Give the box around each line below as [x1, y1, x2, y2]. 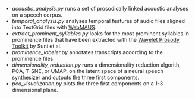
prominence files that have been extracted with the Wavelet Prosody [11, 37, 180, 43]
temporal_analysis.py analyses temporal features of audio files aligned [11, 18, 185, 24]
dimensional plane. [11, 87, 58, 93]
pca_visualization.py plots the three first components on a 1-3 [11, 80, 163, 87]
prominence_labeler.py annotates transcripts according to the [11, 49, 163, 55]
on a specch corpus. [11, 11, 62, 18]
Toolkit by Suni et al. [11, 42, 62, 49]
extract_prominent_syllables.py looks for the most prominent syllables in [11, 30, 189, 37]
